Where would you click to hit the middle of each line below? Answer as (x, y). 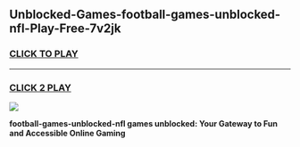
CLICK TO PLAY (44, 54)
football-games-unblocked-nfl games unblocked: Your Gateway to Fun (144, 123)
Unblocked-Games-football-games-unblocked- (145, 15)
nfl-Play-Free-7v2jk (65, 29)
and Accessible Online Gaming (67, 133)
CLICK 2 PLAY (40, 87)
